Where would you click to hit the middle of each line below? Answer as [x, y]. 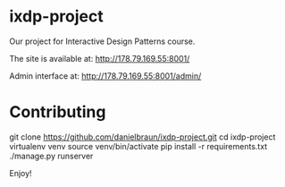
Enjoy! [21, 173]
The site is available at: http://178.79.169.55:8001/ [100, 58]
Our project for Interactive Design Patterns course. [102, 41]
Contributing [58, 112]
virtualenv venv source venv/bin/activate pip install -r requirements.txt [138, 146]
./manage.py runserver [51, 156]
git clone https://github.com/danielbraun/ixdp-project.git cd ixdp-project [142, 137]
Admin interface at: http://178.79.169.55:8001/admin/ [105, 76]
